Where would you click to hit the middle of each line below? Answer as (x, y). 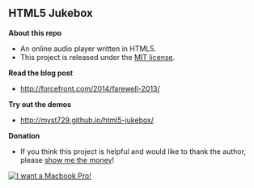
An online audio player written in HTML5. (88, 49)
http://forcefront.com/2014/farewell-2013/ (90, 88)
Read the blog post (41, 73)
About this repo (35, 32)
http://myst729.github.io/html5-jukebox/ (87, 120)
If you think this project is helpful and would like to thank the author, (133, 151)
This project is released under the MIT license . (97, 57)
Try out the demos (40, 104)
